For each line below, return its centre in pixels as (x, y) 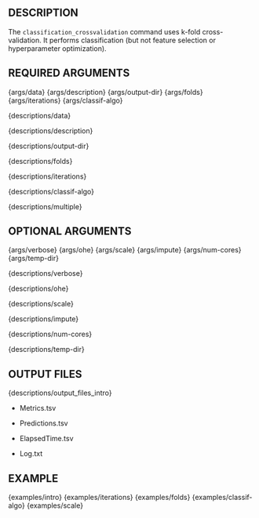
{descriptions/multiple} (45, 206)
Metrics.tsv (38, 408)
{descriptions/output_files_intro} (60, 393)
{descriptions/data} (40, 115)
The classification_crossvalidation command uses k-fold (104, 31)
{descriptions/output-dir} (49, 146)
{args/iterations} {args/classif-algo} (66, 100)
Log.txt (31, 454)
